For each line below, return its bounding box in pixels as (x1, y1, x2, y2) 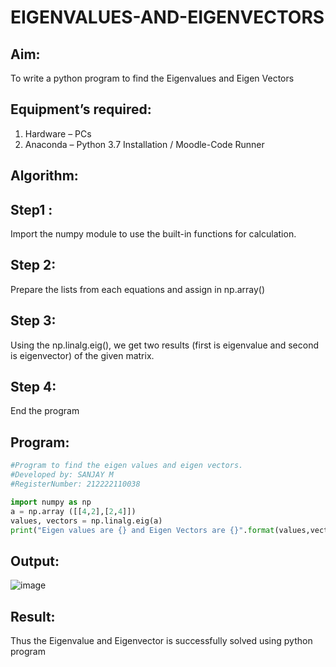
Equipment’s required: (10, 101, 152, 118)
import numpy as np (10, 497, 92, 507)
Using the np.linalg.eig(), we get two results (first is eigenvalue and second (10, 339, 320, 351)
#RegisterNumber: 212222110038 (10, 479, 141, 490)
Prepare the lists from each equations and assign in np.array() (10, 283, 266, 295)
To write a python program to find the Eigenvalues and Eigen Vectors (10, 72, 295, 84)
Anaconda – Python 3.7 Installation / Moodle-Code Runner (24, 138, 265, 150)
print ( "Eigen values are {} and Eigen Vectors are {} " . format (10, 525, 275, 535)
